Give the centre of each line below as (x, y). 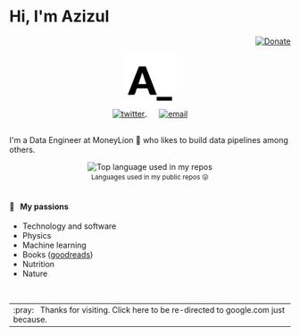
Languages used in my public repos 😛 (150, 177)
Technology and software (69, 226)
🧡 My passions (39, 206)
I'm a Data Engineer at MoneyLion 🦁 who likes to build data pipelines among (149, 140)
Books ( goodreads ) (58, 255)
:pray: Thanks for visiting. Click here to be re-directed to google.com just (149, 310)
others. (22, 150)
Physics (37, 236)
